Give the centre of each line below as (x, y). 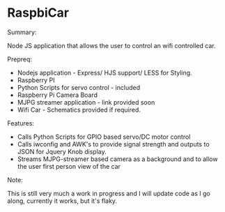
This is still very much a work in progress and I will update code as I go (109, 193)
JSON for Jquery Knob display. (62, 151)
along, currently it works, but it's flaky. (62, 201)
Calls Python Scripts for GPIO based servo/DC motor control (104, 137)
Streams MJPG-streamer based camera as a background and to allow (117, 159)
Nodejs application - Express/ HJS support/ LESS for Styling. (105, 73)
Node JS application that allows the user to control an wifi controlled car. (111, 45)
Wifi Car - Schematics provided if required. (79, 109)
